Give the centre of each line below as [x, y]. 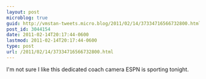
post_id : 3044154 [29, 29]
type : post [20, 47]
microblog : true [27, 18]
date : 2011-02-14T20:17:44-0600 [48, 35]
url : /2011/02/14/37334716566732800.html [60, 52]
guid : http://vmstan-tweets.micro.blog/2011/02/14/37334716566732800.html [104, 23]
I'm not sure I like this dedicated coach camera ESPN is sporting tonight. [97, 69]
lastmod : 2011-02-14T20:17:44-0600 [52, 40]
